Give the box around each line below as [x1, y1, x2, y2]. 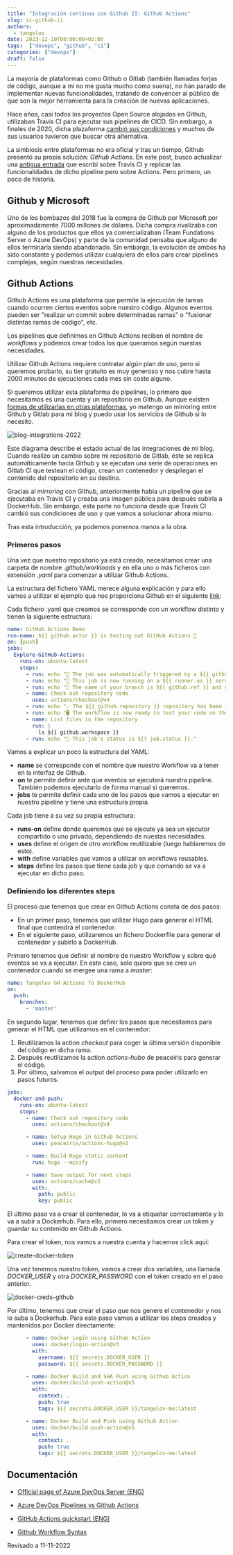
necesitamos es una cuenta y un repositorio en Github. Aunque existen [7, 395, 210, 404]
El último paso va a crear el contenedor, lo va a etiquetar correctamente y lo [7, 1210, 224, 1218]
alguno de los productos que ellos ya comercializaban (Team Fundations [7, 228, 215, 237]
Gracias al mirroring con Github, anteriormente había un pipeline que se [7, 487, 212, 496]
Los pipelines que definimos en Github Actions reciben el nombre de [7, 332, 203, 340]
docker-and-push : [13, 1095, 64, 1102]
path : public [37, 1191, 76, 1198]
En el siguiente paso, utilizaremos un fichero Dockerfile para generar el [17, 930, 221, 938]
